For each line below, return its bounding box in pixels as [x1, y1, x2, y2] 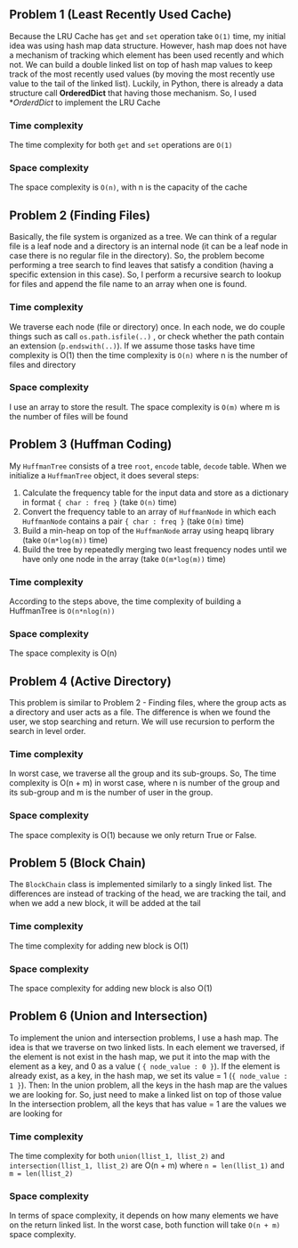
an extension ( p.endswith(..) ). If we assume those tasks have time [9, 340, 255, 351]
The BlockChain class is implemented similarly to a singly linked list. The [9, 879, 273, 890]
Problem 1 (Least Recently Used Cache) [9, 7, 232, 22]
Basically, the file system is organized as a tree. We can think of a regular [9, 232, 278, 242]
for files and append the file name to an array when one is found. [9, 279, 247, 290]
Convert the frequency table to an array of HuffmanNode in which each [21, 506, 277, 517]
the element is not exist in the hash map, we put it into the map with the [9, 1051, 270, 1062]
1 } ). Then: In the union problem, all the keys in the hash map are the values [9, 1080, 287, 1090]
